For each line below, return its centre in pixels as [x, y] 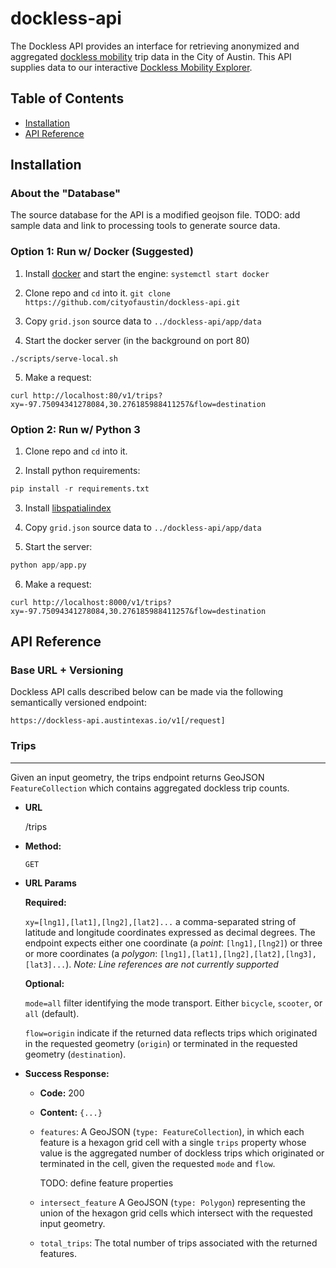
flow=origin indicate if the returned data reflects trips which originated [171, 1033]
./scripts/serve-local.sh [64, 358]
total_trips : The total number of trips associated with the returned [178, 1243]
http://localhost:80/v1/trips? [97, 395]
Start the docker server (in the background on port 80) [137, 340]
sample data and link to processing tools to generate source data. [145, 226]
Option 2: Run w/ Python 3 [75, 429]
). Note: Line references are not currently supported [172, 964]
